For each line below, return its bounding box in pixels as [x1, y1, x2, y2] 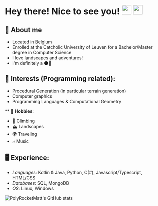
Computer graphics [12, 93, 52, 99]
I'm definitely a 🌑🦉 [12, 60, 52, 66]
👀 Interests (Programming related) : [5, 75, 116, 83]
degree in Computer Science [12, 50, 72, 55]
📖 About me [5, 25, 42, 34]
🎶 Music [12, 138, 29, 144]
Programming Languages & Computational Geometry [12, 98, 121, 104]
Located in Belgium [12, 39, 52, 45]
